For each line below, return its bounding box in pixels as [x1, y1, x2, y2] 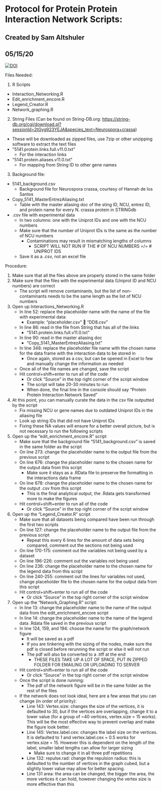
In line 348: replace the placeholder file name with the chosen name [19, 345, 156, 351]
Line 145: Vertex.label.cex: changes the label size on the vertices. [26, 729, 158, 735]
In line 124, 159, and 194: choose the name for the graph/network [19, 625, 150, 631]
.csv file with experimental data [12, 212, 75, 218]
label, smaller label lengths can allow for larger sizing [26, 745, 133, 751]
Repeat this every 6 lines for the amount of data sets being [26, 537, 144, 543]
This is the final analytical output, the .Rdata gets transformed [26, 491, 150, 496]
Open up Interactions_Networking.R [12, 304, 84, 310]
